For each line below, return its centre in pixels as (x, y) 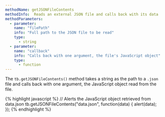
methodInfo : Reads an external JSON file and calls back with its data (82, 14)
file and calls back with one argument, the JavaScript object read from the (81, 84)
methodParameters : (24, 19)
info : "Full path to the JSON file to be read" (64, 33)
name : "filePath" (32, 28)
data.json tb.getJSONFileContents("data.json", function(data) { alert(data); (81, 104)
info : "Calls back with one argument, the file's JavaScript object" (87, 56)
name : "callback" (32, 51)
